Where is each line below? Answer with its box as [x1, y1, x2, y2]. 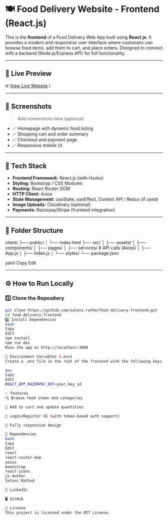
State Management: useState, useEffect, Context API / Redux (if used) [12, 196, 158, 203]
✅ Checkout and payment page [12, 136, 77, 142]
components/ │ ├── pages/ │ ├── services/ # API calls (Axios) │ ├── [5, 245, 151, 251]
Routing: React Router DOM [12, 186, 70, 192]
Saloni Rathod [5, 478, 35, 483]
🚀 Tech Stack [5, 161, 47, 170]
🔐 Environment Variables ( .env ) [5, 354, 72, 359]
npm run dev [5, 340, 30, 345]
